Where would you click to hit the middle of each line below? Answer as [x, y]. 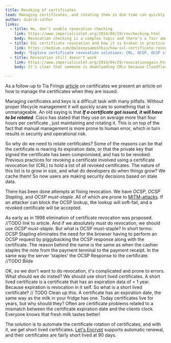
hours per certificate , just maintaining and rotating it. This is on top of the [82, 123]
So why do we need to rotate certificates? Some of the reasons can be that [84, 144]
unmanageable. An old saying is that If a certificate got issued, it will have [84, 112]
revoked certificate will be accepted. [44, 208]
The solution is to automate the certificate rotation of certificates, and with [83, 324]
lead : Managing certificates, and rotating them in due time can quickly [85, 15]
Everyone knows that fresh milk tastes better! [53, 314]
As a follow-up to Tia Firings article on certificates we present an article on [83, 86]
